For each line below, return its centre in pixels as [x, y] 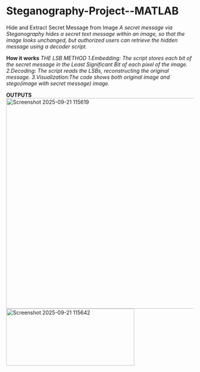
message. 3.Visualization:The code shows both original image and [88, 77]
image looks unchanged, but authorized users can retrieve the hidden [92, 40]
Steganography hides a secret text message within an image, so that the [96, 33]
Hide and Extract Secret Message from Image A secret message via [89, 27]
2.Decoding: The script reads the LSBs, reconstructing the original [87, 70]
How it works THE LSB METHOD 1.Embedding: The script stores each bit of [99, 58]
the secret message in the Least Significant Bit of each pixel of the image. [97, 64]
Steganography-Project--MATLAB [93, 11]
